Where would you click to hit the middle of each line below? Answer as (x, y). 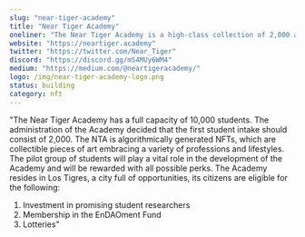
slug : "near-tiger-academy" (63, 18)
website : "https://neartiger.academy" (83, 43)
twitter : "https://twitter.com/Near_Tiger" (93, 52)
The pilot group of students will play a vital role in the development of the (146, 158)
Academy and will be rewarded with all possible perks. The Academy (138, 168)
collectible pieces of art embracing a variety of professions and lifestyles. (147, 148)
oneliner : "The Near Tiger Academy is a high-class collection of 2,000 (150, 35)
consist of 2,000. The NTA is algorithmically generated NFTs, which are (143, 139)
